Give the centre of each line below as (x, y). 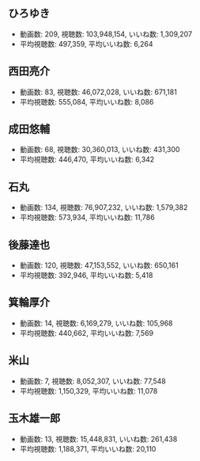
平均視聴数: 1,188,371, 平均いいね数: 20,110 (88, 448)
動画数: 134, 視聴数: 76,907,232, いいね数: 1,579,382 (104, 208)
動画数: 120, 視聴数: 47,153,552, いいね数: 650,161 (99, 265)
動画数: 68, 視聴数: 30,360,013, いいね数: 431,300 (100, 150)
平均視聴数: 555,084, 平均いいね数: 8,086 (87, 101)
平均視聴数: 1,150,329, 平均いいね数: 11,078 (89, 391)
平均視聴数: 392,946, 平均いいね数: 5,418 (86, 276)
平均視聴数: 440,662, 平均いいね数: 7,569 (87, 333)
